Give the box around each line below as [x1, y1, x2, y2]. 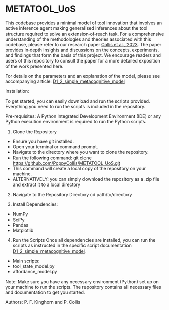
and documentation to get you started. [5, 289, 86, 295]
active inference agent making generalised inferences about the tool [5, 25, 148, 31]
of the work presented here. [5, 63, 64, 69]
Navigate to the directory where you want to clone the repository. [12, 149, 149, 155]
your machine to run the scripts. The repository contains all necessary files [5, 284, 161, 290]
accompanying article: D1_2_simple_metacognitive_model [5, 78, 125, 84]
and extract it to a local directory [12, 181, 81, 188]
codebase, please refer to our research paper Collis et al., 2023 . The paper [5, 41, 162, 47]
